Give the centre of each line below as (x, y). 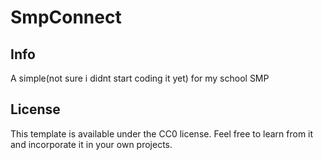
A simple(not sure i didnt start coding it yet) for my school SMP (140, 78)
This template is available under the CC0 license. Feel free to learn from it (162, 133)
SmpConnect (66, 17)
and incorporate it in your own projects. (91, 144)
